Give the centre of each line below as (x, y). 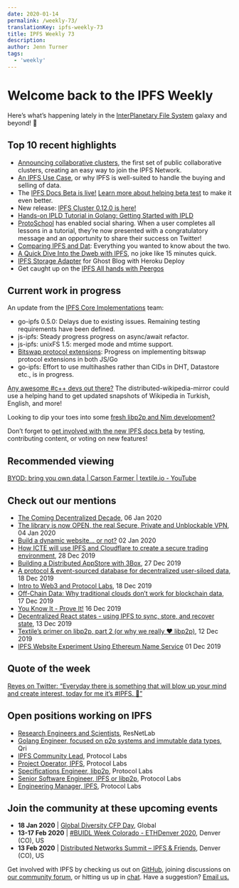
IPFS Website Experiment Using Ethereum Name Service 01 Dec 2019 (119, 646)
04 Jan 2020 (37, 533)
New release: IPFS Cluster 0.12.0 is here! (77, 208)
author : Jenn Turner (38, 47)
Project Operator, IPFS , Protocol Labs (72, 763)
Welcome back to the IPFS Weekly (110, 95)
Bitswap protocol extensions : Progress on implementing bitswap (112, 352)
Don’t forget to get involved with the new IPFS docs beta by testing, (106, 431)
